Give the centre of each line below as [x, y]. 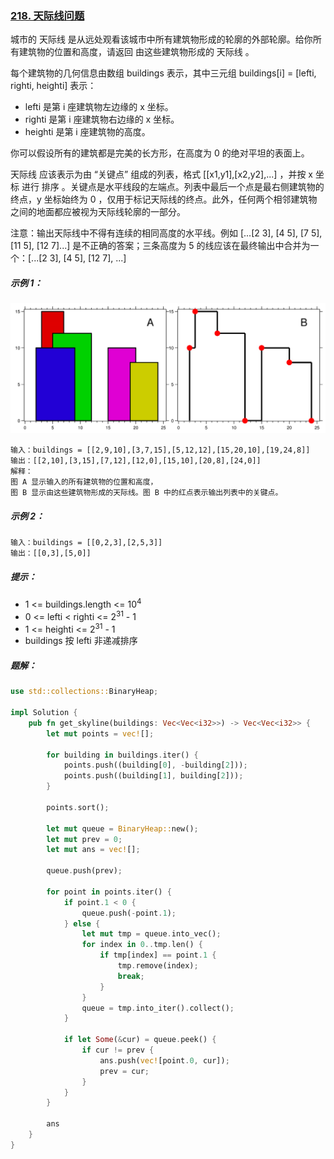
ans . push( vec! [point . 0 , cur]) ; [164, 1060]
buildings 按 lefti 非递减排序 [81, 641]
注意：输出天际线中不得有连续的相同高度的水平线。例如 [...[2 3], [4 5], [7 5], [166, 233]
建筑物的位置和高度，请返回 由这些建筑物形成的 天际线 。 [136, 52]
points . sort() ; [78, 807]
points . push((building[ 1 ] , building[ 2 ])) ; [153, 776]
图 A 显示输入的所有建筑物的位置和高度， [84, 482]
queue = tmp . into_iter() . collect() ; [158, 1008]
